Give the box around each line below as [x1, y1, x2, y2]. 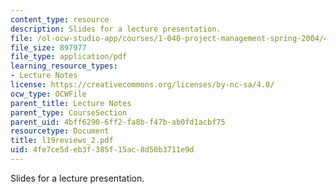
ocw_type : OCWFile [10, 89, 87, 99]
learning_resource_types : [10, 61, 118, 71]
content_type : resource [10, 14, 110, 25]
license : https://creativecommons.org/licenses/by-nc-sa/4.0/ [10, 80, 275, 90]
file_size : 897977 [10, 42, 87, 53]
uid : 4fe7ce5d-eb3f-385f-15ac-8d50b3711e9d [10, 145, 195, 155]
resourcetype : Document [10, 126, 110, 136]
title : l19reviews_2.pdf [10, 136, 114, 146]
